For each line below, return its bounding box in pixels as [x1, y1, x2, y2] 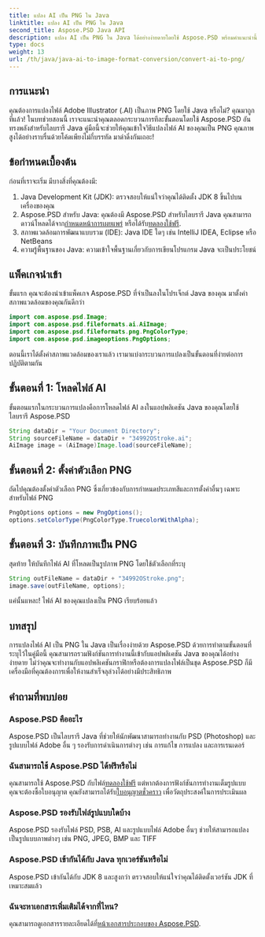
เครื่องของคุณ [20, 201, 55, 210]
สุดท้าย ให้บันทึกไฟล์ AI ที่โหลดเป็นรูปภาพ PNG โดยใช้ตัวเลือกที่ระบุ [9, 559, 186, 568]
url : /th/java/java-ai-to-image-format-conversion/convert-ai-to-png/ [9, 56, 245, 64]
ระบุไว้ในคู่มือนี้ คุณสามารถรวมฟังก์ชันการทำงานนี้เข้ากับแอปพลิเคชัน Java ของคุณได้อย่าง [9, 649, 239, 658]
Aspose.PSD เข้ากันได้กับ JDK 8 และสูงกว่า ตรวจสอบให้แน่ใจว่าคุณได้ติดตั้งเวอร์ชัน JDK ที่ [9, 872, 254, 881]
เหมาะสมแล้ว [9, 880, 42, 890]
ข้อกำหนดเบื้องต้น [9, 155, 77, 169]
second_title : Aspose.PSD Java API [9, 26, 126, 34]
